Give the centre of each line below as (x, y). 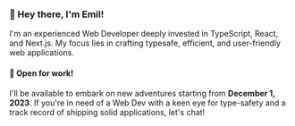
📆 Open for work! (42, 73)
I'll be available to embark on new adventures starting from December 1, (142, 93)
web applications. (42, 53)
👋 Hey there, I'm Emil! (57, 14)
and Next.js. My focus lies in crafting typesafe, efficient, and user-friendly (145, 43)
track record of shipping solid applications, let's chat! (107, 112)
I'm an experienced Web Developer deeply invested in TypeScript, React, (144, 34)
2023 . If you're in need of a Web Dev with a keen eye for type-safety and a (147, 103)
